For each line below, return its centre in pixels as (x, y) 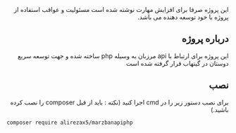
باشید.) (219, 109)
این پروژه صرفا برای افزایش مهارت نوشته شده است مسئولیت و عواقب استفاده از (121, 9)
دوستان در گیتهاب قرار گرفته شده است (177, 63)
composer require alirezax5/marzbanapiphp (70, 122)
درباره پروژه (205, 39)
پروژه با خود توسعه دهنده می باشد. (183, 17)
